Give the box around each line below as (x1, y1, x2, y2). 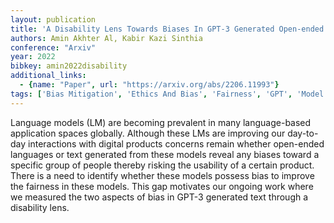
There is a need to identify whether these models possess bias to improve (10, 169, 315, 181)
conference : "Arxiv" (10, 42, 97, 53)
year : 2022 (10, 52, 56, 62)
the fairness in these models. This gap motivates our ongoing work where (10, 180, 314, 192)
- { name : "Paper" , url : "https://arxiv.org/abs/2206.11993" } (19, 80, 280, 90)
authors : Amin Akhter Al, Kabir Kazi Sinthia (10, 33, 203, 43)
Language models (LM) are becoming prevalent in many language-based (10, 116, 312, 128)
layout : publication (10, 14, 97, 25)
